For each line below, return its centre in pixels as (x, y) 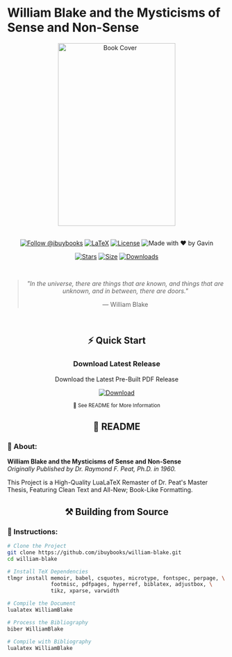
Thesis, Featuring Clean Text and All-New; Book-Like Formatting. (100, 490)
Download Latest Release (117, 364)
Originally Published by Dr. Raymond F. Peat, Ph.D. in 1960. (92, 469)
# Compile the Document (42, 603)
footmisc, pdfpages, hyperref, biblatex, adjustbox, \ (132, 585)
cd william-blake (32, 559)
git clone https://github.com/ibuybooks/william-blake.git (94, 552)
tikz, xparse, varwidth (85, 591)
